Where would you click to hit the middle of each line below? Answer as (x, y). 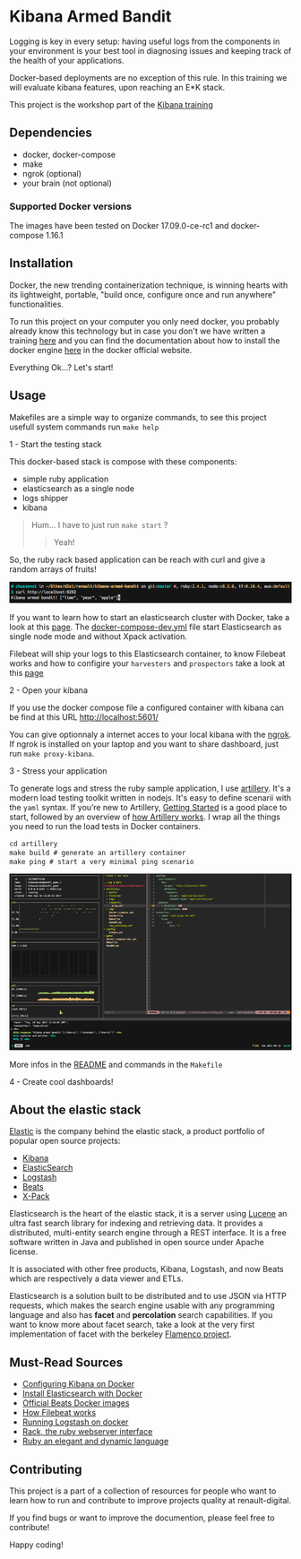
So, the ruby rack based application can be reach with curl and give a (138, 559)
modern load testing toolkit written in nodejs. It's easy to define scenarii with (150, 797)
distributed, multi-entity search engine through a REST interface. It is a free (148, 1233)
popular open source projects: (65, 1141)
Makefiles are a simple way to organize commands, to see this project (138, 417)
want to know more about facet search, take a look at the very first (132, 1325)
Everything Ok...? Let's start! (61, 367)
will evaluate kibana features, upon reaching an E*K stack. (117, 87)
